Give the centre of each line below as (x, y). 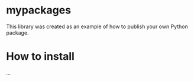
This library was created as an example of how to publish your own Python (97, 26)
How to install (41, 57)
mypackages (39, 10)
